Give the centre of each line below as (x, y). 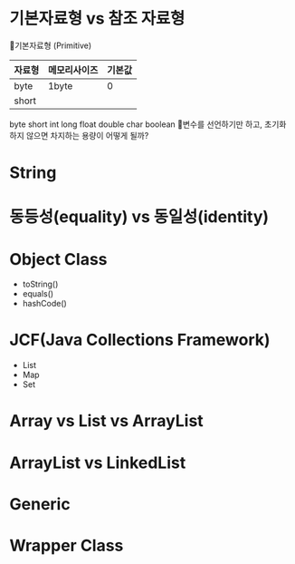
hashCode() (45, 304)
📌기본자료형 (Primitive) (51, 45)
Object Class (58, 259)
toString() (40, 284)
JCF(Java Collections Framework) (140, 340)
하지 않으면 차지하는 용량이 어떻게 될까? (79, 135)
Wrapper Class (67, 545)
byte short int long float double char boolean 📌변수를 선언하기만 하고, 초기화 (148, 124)
